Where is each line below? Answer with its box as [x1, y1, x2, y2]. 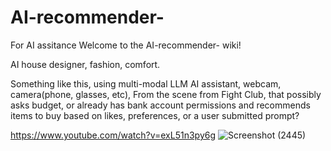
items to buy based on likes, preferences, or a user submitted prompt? [10, 109, 300, 121]
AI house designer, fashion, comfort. [10, 58, 161, 70]
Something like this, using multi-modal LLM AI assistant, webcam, [10, 77, 282, 90]
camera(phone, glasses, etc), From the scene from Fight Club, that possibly [10, 88, 322, 100]
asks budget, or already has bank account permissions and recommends [10, 99, 311, 111]
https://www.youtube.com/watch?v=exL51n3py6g [10, 129, 217, 141]
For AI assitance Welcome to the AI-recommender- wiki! [10, 39, 242, 51]
